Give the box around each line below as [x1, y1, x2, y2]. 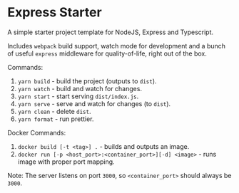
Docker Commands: [7, 128, 66, 137]
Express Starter [7, 4, 102, 21]
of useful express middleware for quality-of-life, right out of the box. [7, 49, 207, 58]
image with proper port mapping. [17, 157, 116, 166]
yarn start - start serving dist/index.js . [17, 92, 139, 100]
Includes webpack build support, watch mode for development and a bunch [7, 41, 226, 50]
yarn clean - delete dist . [17, 107, 91, 115]
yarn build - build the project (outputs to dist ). [17, 76, 157, 85]
